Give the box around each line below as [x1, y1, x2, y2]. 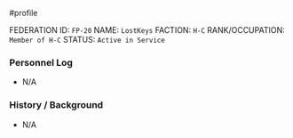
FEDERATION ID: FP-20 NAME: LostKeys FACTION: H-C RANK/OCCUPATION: [9, 25, 286, 35]
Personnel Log [9, 56, 74, 69]
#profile [9, 8, 38, 18]
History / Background [9, 99, 104, 111]
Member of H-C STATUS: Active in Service [9, 35, 166, 45]
